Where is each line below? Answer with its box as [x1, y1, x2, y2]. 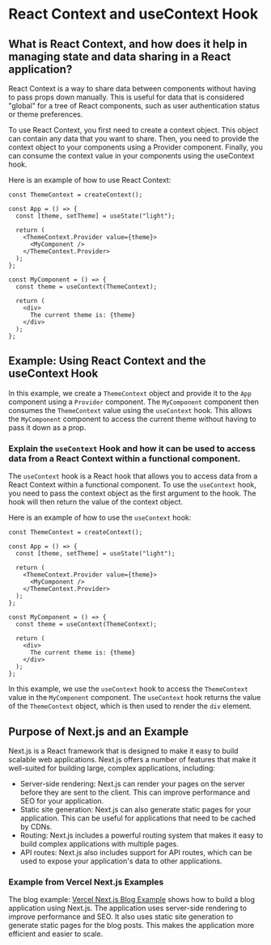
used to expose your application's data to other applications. [19, 856, 222, 866]
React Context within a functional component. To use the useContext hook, [8, 480, 256, 490]
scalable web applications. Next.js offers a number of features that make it [8, 754, 256, 764]
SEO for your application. [19, 795, 104, 805]
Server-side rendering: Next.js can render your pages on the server [19, 778, 245, 788]
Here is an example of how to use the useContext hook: [8, 513, 192, 522]
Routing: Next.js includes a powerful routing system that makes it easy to [19, 830, 264, 840]
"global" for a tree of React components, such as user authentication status [8, 101, 260, 110]
